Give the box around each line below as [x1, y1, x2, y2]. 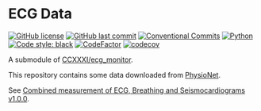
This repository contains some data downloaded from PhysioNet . [8, 70, 221, 79]
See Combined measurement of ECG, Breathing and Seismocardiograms [8, 85, 246, 95]
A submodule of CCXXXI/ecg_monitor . [8, 55, 133, 64]
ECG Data [8, 5, 73, 23]
